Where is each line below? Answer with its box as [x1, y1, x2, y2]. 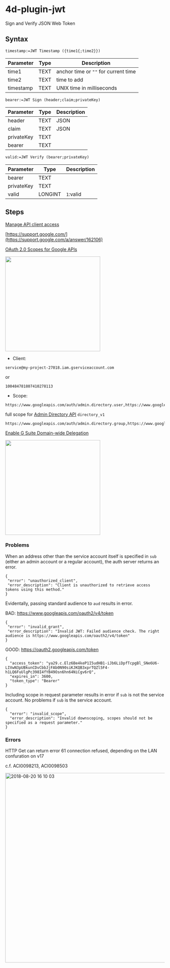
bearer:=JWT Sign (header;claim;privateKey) [5, 97, 101, 102]
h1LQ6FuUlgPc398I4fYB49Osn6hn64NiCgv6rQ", [5, 669, 96, 675]
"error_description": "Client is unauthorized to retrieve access [7, 583, 151, 588]
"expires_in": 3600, [10, 674, 53, 679]
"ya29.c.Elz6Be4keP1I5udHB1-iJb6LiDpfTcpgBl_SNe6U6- [46, 661, 159, 666]
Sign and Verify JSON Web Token [5, 20, 75, 26]
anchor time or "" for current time [56, 68, 136, 75]
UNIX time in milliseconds [56, 84, 117, 92]
